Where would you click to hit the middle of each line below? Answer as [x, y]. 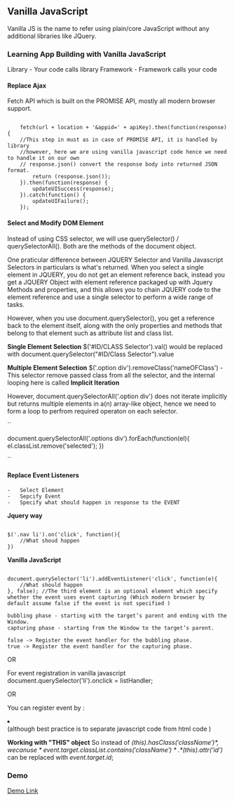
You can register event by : [46, 708]
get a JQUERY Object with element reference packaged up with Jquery [110, 282]
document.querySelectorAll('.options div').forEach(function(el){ [99, 438]
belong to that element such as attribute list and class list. [90, 333]
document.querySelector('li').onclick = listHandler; [80, 680]
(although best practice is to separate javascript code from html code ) [109, 729]
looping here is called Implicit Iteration [63, 383]
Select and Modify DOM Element [55, 223]
